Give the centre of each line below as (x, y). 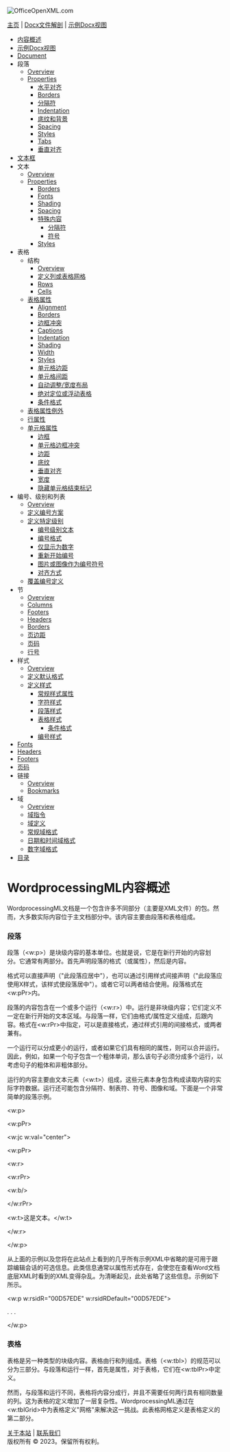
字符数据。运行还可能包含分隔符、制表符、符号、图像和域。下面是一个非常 (118, 1088)
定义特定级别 (45, 521)
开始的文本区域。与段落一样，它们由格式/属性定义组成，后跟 (122, 1016)
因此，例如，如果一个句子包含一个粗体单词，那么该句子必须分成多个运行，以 (115, 1056)
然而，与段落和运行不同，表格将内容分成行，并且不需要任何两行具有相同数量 (115, 1392)
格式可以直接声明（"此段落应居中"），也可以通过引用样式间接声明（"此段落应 (115, 976)
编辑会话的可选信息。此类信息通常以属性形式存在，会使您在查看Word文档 (116, 1268)
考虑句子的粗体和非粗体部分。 (49, 1065)
